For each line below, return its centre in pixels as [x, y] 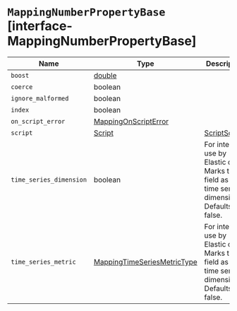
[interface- [40, 26]
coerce [22, 87]
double [105, 75]
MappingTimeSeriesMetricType [145, 262]
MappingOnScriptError [131, 121]
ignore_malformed [40, 98]
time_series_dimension [49, 180]
